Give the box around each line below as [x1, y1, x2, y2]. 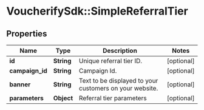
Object [53, 94, 73, 102]
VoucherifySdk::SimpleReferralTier [6, 4, 188, 18]
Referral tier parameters [78, 94, 147, 102]
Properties [6, 29, 47, 39]
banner [9, 80, 31, 89]
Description [102, 47, 138, 55]
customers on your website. [78, 84, 158, 92]
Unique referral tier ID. [78, 57, 143, 65]
